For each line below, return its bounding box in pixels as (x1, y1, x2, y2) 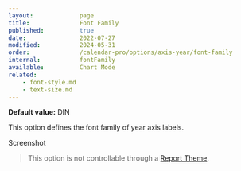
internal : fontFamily (8, 56, 115, 64)
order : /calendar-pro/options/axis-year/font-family (8, 49, 233, 56)
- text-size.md (22, 85, 73, 94)
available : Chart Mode (8, 64, 115, 72)
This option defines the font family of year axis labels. (8, 122, 185, 132)
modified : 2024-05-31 (8, 41, 115, 49)
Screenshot (8, 138, 46, 148)
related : (8, 71, 37, 79)
